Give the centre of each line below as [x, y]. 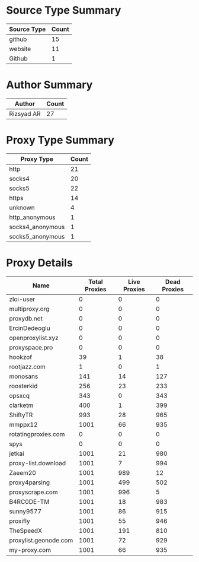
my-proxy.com [30, 550]
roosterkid [23, 386]
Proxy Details [39, 263]
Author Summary [49, 85]
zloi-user [22, 299]
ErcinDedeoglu [30, 328]
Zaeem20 [23, 472]
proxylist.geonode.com [41, 540]
